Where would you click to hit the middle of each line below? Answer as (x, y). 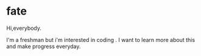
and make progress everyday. (44, 46)
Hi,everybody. (24, 28)
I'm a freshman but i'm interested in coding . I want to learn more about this (101, 40)
